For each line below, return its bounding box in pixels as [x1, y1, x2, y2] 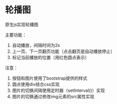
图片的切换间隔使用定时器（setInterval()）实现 [12, 87, 105, 93]
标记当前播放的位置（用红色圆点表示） [12, 54, 89, 60]
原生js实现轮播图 [5, 21, 39, 27]
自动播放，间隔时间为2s [12, 42, 60, 48]
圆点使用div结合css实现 [12, 81, 60, 87]
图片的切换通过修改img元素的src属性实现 [12, 93, 95, 99]
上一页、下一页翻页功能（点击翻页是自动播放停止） [12, 48, 115, 54]
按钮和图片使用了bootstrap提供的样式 [12, 75, 88, 81]
